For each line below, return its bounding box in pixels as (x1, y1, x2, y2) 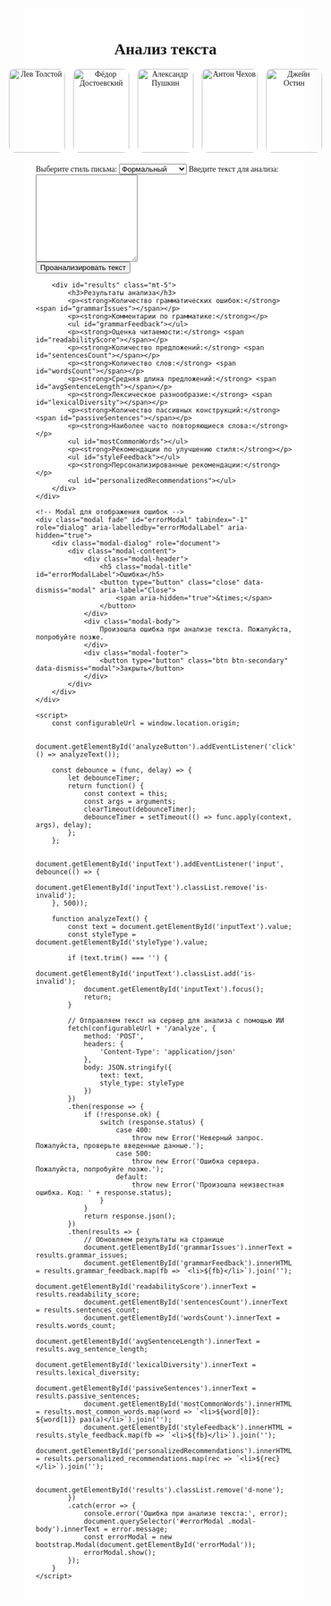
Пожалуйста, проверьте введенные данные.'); (36, 1141, 205, 1150)
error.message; (112, 1525, 169, 1534)
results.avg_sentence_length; (36, 1344, 149, 1354)
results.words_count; (36, 1321, 116, 1330)
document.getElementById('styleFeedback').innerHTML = (83, 1423, 293, 1432)
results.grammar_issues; (36, 1250, 129, 1260)
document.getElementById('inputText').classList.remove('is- (36, 883, 268, 892)
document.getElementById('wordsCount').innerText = (83, 1313, 281, 1323)
